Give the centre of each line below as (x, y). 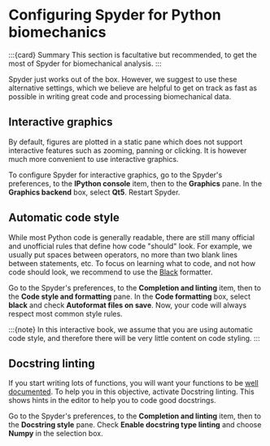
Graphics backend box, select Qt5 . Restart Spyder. (94, 192)
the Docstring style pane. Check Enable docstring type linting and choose (135, 425)
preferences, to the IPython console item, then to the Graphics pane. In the (135, 183)
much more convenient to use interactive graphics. (94, 159)
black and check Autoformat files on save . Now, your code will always (127, 305)
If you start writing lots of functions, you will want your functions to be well (133, 383)
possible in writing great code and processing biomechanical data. (120, 96)
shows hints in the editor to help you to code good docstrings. (113, 400)
